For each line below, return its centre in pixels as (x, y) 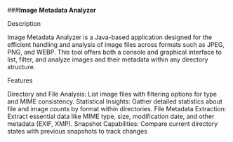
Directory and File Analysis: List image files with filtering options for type (112, 94)
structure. (21, 67)
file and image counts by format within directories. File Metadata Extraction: (117, 109)
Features (20, 80)
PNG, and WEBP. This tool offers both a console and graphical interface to (115, 52)
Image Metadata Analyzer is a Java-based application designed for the (110, 37)
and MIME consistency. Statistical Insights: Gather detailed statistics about (115, 101)
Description (24, 23)
